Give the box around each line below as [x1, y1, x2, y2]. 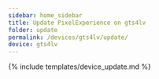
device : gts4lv [8, 41, 58, 48]
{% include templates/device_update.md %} [8, 62, 152, 71]
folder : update [8, 26, 58, 34]
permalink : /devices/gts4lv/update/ [8, 33, 128, 41]
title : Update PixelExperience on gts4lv [8, 19, 146, 27]
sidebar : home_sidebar [8, 11, 83, 20]
